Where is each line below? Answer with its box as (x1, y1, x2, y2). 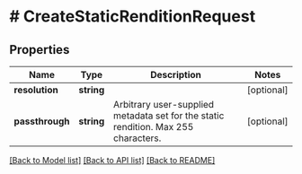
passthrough (13, 115, 70, 127)
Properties (9, 42, 70, 57)
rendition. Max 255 (113, 121, 194, 133)
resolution (13, 83, 58, 96)
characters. (113, 132, 162, 144)
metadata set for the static (113, 109, 225, 122)
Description (149, 69, 202, 81)
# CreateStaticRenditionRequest (9, 6, 256, 27)
